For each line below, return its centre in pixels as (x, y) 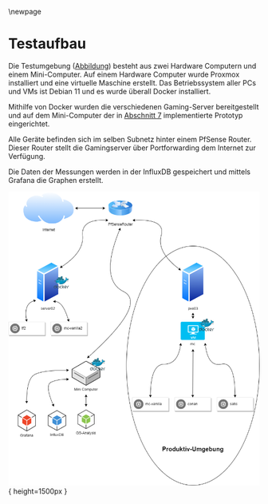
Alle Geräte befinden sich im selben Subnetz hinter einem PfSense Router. (130, 139)
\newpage (25, 12)
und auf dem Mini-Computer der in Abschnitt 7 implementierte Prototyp (126, 115)
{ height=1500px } (38, 491)
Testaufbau (47, 44)
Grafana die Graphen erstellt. (56, 180)
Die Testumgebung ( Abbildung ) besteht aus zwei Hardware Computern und (132, 65)
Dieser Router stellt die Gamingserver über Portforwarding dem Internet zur (132, 148)
